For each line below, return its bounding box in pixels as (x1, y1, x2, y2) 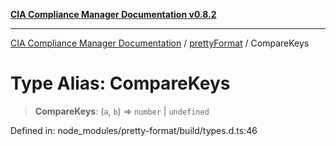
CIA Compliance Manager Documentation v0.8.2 (10, 9, 217, 20)
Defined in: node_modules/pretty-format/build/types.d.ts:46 (10, 124, 258, 136)
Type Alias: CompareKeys (10, 72, 231, 95)
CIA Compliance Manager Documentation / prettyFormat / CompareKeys (10, 37, 310, 49)
